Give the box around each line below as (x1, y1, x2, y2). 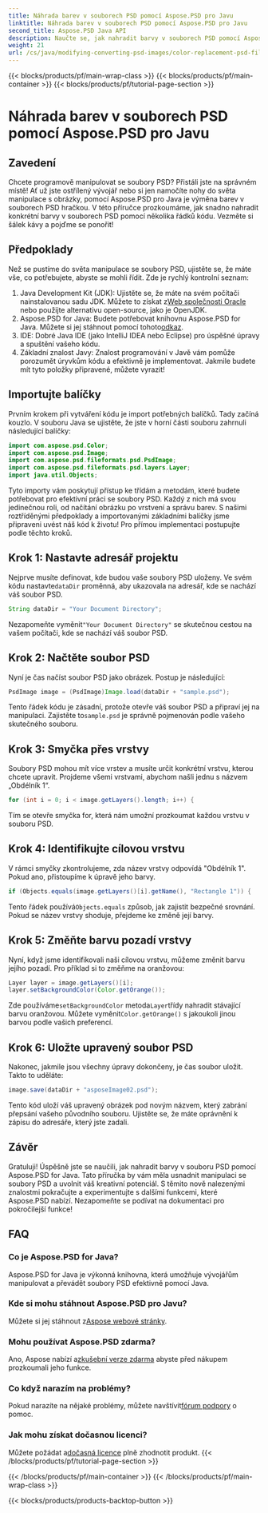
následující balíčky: (8, 425, 71, 436)
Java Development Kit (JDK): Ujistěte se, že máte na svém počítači (19, 288, 239, 297)
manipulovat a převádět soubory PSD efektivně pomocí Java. (8, 1278, 210, 1287)
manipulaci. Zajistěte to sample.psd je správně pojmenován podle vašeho (8, 711, 246, 721)
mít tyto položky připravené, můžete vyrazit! (19, 365, 165, 374)
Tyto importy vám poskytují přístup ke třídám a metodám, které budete (8, 485, 241, 495)
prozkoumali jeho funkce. (8, 1363, 92, 1372)
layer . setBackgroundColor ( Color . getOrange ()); (8, 986, 166, 994)
